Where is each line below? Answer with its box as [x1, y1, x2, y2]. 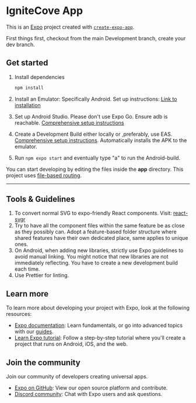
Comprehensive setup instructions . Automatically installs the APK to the [14, 136, 187, 144]
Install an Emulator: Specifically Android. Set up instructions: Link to [14, 95, 177, 102]
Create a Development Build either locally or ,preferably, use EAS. [14, 130, 173, 137]
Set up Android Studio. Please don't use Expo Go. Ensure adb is [14, 113, 168, 120]
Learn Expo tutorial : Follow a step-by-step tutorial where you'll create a [14, 335, 185, 342]
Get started [6, 58, 48, 68]
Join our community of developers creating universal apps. [6, 373, 148, 380]
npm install [14, 85, 44, 91]
